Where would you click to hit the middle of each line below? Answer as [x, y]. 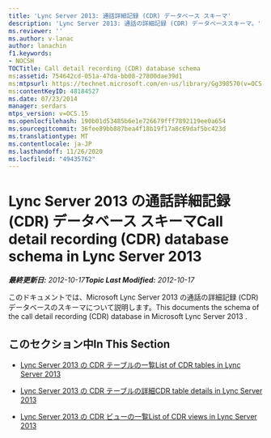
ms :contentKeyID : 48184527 [54, 91]
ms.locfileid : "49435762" [52, 159]
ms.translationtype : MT [49, 136]
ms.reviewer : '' [36, 31]
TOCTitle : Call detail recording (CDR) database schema [104, 69]
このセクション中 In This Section [89, 344]
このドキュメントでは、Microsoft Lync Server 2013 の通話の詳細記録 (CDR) [133, 297]
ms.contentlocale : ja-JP [50, 144]
